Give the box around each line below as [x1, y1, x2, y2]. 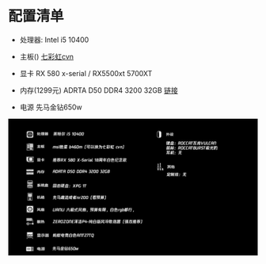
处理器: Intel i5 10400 [19, 35, 89, 44]
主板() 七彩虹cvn [19, 52, 74, 61]
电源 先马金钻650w [19, 102, 83, 112]
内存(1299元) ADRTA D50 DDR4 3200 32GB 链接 [19, 85, 178, 95]
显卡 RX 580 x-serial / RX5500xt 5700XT [19, 68, 153, 78]
